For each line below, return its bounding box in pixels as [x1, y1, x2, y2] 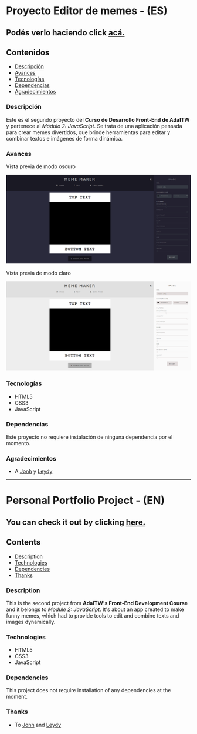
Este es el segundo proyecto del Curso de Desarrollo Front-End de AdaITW [6, 116, 190, 123]
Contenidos [6, 47, 50, 57]
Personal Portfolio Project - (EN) [6, 494, 165, 507]
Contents [6, 537, 41, 548]
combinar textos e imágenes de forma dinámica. [6, 135, 123, 142]
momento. [6, 439, 31, 446]
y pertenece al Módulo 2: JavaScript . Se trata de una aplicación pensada [6, 122, 183, 129]
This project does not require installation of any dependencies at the [6, 687, 171, 694]
